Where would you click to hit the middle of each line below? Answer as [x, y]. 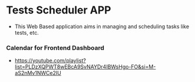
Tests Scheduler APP [59, 10]
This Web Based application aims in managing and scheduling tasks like [102, 26]
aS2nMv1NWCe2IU [38, 73]
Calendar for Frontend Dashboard [55, 47]
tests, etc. [27, 32]
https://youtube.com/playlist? [50, 61]
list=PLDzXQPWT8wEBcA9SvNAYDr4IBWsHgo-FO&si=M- [85, 67]
